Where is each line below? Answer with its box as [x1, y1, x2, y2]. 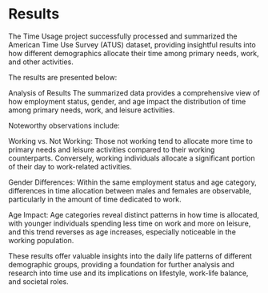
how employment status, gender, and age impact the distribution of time [8, 96, 246, 106]
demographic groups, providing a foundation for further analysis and [8, 259, 234, 269]
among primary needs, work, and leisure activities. [8, 105, 175, 115]
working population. [8, 235, 74, 245]
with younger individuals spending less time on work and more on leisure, [8, 218, 251, 228]
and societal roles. [8, 276, 70, 286]
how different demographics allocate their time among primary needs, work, [8, 48, 259, 58]
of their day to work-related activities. [8, 161, 132, 171]
